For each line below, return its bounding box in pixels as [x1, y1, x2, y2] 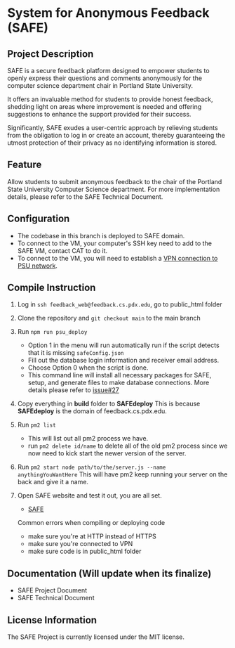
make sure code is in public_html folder [27, 547, 142, 556]
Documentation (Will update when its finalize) [7, 567, 212, 579]
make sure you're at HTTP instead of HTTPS [27, 532, 156, 540]
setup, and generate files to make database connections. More [27, 378, 210, 387]
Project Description [7, 48, 94, 60]
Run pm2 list [17, 420, 56, 429]
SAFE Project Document [17, 586, 88, 595]
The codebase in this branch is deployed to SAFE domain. [17, 231, 185, 240]
